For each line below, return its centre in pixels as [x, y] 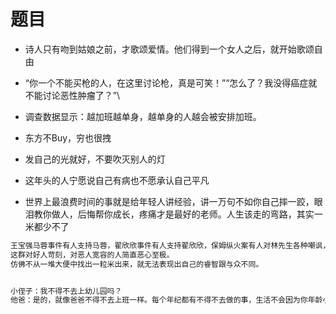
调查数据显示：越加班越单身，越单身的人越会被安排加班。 [143, 116]
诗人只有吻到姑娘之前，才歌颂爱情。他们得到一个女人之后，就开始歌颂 [169, 49]
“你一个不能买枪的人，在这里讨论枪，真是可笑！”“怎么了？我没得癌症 [166, 82]
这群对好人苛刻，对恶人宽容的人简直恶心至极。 [92, 255]
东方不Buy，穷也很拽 [68, 137]
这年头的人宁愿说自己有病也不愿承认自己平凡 [117, 180]
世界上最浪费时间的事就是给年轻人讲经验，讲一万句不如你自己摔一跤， [169, 201]
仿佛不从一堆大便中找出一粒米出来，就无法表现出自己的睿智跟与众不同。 [137, 264]
